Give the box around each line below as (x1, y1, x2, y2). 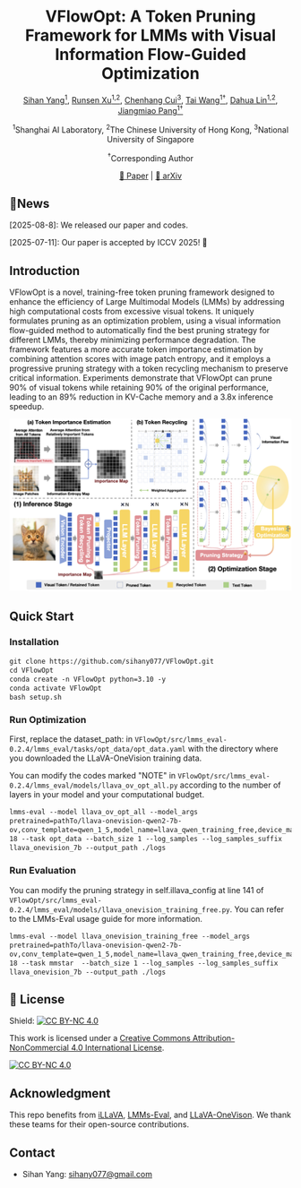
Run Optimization (9, 713, 87, 726)
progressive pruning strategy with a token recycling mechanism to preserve (9, 363, 288, 374)
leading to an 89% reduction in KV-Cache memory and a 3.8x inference (9, 392, 274, 402)
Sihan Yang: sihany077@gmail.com (21, 1169, 152, 1180)
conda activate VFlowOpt (9, 684, 102, 693)
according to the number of (179, 779, 281, 790)
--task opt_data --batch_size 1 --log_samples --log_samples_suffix (21, 835, 282, 844)
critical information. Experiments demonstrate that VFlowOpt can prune (9, 373, 273, 383)
